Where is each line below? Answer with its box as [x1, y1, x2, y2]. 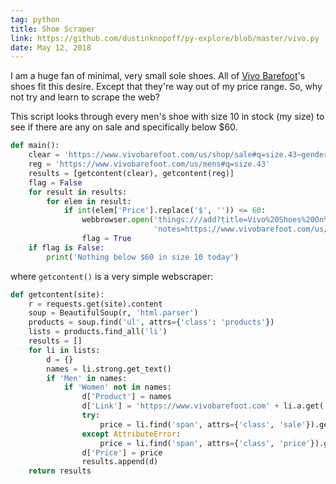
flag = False [28, 177, 83, 188]
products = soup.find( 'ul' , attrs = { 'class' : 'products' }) [28, 317, 275, 328]
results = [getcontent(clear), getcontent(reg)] [28, 168, 235, 178]
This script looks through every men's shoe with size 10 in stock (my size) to [10, 111, 325, 123]
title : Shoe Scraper [10, 24, 97, 34]
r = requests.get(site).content [28, 299, 163, 309]
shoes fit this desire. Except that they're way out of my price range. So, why [10, 81, 323, 93]
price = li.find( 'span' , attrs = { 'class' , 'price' [99, 438, 311, 448]
